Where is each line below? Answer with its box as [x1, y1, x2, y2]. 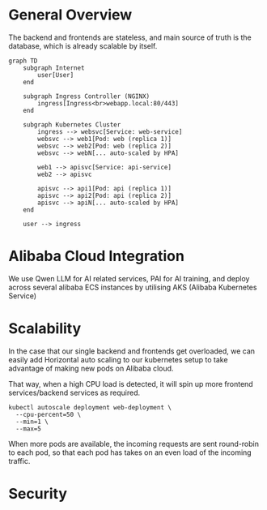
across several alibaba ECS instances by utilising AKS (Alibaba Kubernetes [8, 282, 257, 292]
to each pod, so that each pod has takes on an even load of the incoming [8, 448, 252, 457]
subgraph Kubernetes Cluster [23, 120, 121, 129]
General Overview [8, 6, 133, 24]
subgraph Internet [23, 63, 85, 72]
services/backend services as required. [8, 388, 140, 397]
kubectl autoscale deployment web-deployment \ [8, 403, 172, 411]
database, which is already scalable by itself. [8, 41, 158, 50]
